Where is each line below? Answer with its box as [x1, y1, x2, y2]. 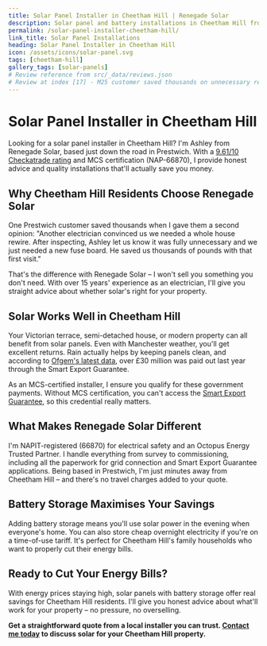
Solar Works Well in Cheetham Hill [8, 309, 181, 323]
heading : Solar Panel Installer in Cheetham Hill [8, 41, 176, 49]
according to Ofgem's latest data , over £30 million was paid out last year [8, 356, 246, 366]
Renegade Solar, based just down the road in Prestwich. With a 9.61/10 [8, 147, 239, 157]
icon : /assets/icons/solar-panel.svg [8, 48, 133, 56]
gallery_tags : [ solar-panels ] [8, 64, 109, 72]
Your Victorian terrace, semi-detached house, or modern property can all [8, 331, 248, 340]
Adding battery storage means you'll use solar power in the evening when [8, 518, 250, 528]
